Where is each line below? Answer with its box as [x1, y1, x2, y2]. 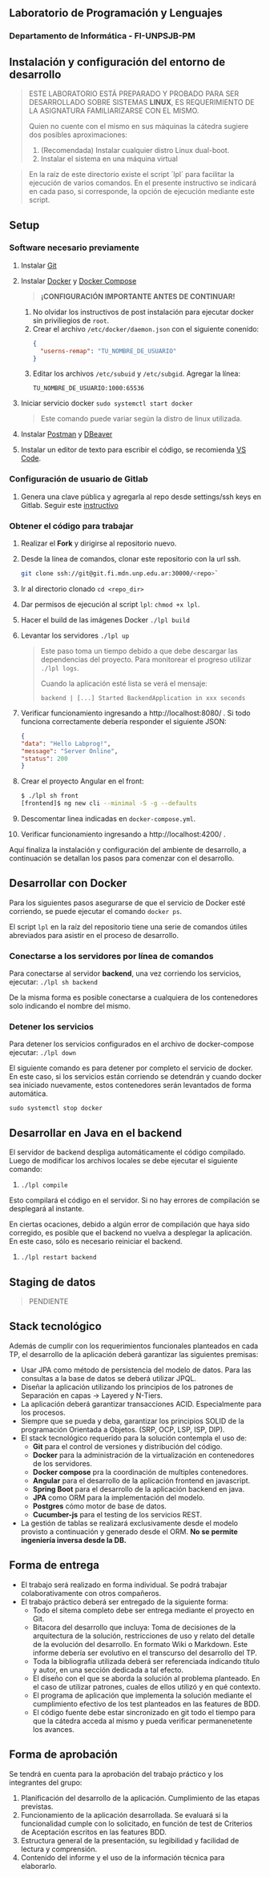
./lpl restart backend [20, 1254, 97, 1262]
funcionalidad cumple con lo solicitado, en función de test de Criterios [20, 1819, 253, 1828]
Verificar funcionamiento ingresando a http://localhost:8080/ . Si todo [20, 708, 251, 718]
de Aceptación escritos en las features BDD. [20, 1827, 167, 1837]
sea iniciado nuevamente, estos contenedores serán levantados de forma [9, 1081, 252, 1090]
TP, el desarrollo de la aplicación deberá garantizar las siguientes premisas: [9, 1349, 259, 1359]
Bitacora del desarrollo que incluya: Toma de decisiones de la [32, 1622, 236, 1632]
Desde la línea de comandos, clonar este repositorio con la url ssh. [20, 554, 241, 564]
